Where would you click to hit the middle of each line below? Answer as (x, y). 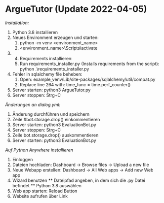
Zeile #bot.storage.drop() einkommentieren (56, 119)
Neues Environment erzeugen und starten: (55, 37)
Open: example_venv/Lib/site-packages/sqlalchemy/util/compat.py (87, 79)
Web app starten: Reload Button (45, 191)
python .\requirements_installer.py (54, 69)
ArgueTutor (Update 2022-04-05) (76, 9)
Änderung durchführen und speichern (51, 114)
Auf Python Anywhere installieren (39, 150)
